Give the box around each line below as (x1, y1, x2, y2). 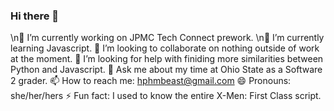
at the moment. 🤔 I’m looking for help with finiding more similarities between (10, 53, 324, 65)
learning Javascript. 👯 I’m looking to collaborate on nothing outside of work (10, 42, 320, 54)
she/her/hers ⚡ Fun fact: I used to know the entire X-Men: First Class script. (10, 90, 322, 102)
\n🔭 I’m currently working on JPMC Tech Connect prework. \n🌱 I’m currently (10, 32, 325, 44)
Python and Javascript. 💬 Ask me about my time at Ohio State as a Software (10, 64, 323, 76)
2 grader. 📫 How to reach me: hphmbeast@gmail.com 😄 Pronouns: (10, 75, 292, 87)
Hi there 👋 (10, 9, 60, 23)
